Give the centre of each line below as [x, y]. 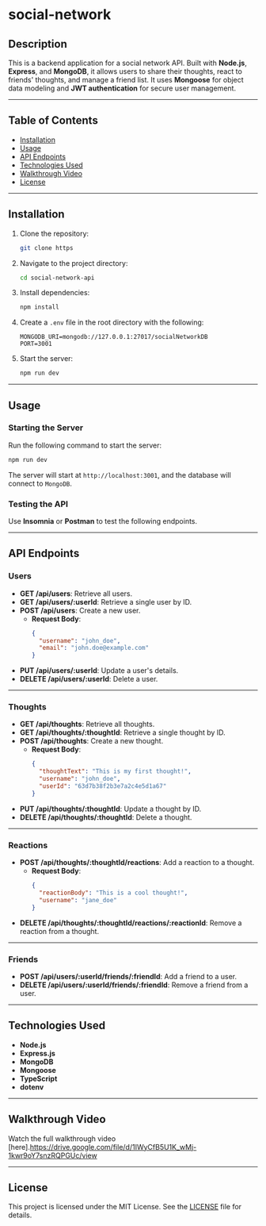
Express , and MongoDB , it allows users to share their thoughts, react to [125, 71]
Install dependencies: [55, 293]
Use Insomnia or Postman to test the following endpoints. [103, 521]
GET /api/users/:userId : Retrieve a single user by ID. [106, 601]
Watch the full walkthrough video [62, 1138]
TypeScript [38, 1078]
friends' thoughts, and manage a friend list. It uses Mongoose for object [126, 80]
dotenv [32, 1087]
